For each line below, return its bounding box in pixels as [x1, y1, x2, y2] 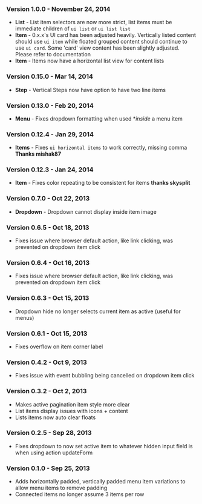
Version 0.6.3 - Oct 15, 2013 [6, 294, 90, 302]
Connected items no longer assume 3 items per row [15, 491, 145, 498]
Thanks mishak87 [15, 150, 62, 157]
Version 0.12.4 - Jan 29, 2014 [6, 130, 94, 138]
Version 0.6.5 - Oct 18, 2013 [6, 223, 90, 231]
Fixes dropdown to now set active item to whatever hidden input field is [15, 442, 193, 449]
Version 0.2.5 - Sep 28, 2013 [6, 429, 92, 437]
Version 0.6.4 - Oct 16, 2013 [6, 259, 90, 267]
